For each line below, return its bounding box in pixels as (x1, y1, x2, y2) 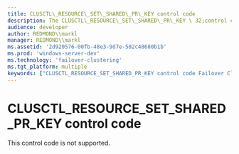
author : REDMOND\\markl (7, 30, 78, 38)
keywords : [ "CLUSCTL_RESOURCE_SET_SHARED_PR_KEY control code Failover (7, 70, 224, 77)
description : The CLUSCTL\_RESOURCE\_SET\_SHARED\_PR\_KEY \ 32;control (7, 17, 228, 24)
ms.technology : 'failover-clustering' (7, 57, 122, 64)
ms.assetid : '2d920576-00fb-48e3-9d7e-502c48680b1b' (7, 43, 167, 50)
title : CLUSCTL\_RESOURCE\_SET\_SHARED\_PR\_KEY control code (7, 10, 196, 18)
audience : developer (7, 23, 69, 31)
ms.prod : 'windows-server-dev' (7, 50, 100, 57)
